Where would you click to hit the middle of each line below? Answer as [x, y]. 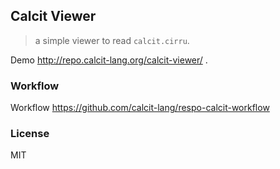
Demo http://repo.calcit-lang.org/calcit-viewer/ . [109, 60]
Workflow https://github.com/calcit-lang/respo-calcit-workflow [140, 108]
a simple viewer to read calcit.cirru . [112, 40]
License [30, 134]
